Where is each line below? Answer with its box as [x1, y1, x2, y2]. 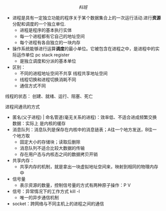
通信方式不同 [19, 83, 46, 88]
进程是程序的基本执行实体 [19, 27, 72, 33]
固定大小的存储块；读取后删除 [19, 139, 81, 145]
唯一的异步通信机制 [19, 195, 59, 200]
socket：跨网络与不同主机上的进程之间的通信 [12, 201, 104, 207]
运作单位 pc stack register [16, 52, 70, 58]
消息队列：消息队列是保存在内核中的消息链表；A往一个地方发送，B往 [12, 127, 153, 132]
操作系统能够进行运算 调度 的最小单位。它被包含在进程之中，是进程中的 [12, 46, 156, 51]
